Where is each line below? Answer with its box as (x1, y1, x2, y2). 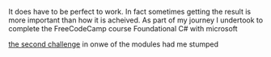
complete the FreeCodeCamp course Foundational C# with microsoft (8, 24, 238, 33)
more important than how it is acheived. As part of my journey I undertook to (8, 15, 264, 25)
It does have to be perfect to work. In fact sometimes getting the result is (8, 7, 252, 16)
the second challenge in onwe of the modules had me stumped (8, 39, 218, 49)
